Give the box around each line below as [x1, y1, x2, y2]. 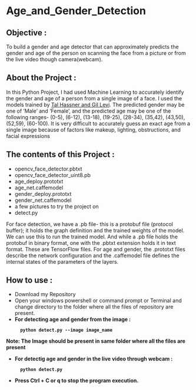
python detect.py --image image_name [20, 327, 113, 333]
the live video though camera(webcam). [6, 56, 103, 63]
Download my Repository [14, 291, 76, 298]
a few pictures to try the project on [14, 202, 99, 210]
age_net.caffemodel [14, 184, 64, 191]
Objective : [6, 28, 47, 38]
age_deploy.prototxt [14, 178, 64, 185]
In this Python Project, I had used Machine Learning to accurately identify [6, 89, 184, 96]
